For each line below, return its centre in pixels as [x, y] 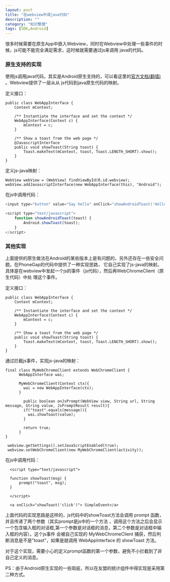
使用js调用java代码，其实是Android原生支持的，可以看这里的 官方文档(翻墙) [83, 76]
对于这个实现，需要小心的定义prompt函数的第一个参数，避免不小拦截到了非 [84, 551]
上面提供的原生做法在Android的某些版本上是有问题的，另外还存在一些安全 [82, 258]
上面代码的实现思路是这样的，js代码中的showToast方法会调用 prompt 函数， [84, 515]
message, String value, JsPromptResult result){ [57, 405]
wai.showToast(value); [52, 414]
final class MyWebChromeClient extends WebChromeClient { [68, 370]
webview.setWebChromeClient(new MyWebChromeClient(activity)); [75, 450]
